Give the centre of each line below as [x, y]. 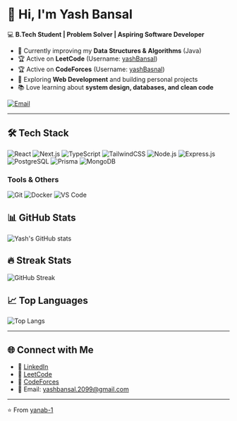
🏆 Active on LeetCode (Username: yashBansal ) [87, 59]
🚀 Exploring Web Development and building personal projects [108, 79]
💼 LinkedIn [33, 367]
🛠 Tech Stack [38, 133]
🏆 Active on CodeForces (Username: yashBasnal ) [91, 69]
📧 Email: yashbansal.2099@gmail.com [73, 389]
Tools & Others [33, 179]
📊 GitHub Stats [42, 218]
